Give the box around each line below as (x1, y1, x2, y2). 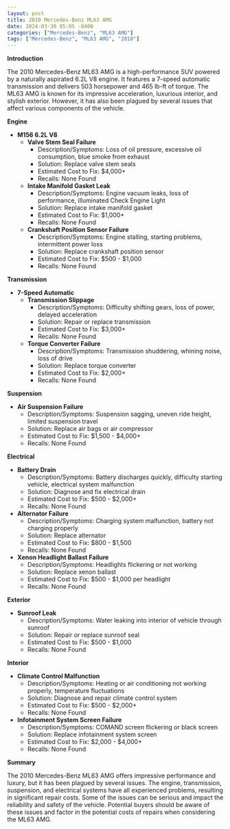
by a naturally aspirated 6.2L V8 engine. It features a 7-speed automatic (7, 75, 211, 83)
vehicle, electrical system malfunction (27, 480, 135, 489)
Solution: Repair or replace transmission (37, 318, 151, 326)
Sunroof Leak (16, 609, 57, 618)
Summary (7, 758, 36, 767)
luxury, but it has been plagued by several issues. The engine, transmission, (7, 779, 222, 787)
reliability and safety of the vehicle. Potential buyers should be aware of (7, 801, 210, 809)
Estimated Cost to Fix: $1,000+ (37, 211, 125, 220)
